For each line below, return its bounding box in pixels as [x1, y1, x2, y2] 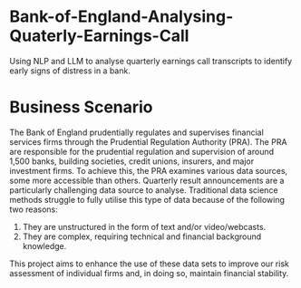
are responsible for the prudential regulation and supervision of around [9, 146, 275, 157]
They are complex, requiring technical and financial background [22, 231, 262, 242]
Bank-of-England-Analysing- [9, 6, 234, 27]
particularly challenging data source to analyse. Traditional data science [9, 184, 278, 196]
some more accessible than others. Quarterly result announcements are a [9, 175, 285, 186]
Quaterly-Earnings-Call [9, 25, 189, 46]
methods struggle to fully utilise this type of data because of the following [9, 194, 286, 205]
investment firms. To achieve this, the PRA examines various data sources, [9, 165, 288, 176]
